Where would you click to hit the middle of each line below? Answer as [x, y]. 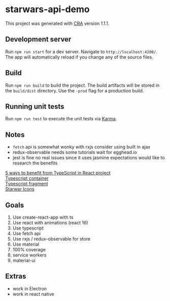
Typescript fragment [27, 184]
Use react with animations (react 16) [50, 223]
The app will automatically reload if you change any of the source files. [79, 57]
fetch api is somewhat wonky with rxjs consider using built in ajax [81, 147]
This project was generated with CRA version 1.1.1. [57, 23]
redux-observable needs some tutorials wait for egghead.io [75, 152]
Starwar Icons [20, 189]
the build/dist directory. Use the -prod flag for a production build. [75, 90]
